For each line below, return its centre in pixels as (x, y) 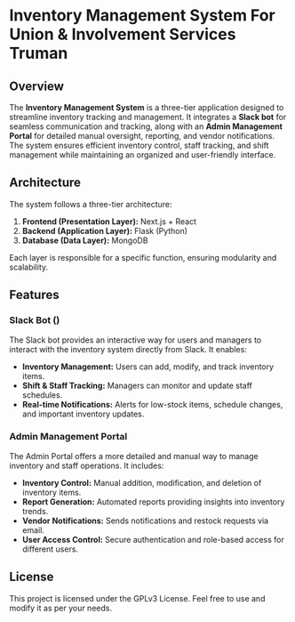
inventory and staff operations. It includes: (87, 465)
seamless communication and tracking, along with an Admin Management (146, 126)
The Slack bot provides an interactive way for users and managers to (136, 340)
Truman (39, 53)
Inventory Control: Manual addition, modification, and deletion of (142, 482)
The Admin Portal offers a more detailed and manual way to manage (134, 456)
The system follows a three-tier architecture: (91, 204)
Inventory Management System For (142, 16)
